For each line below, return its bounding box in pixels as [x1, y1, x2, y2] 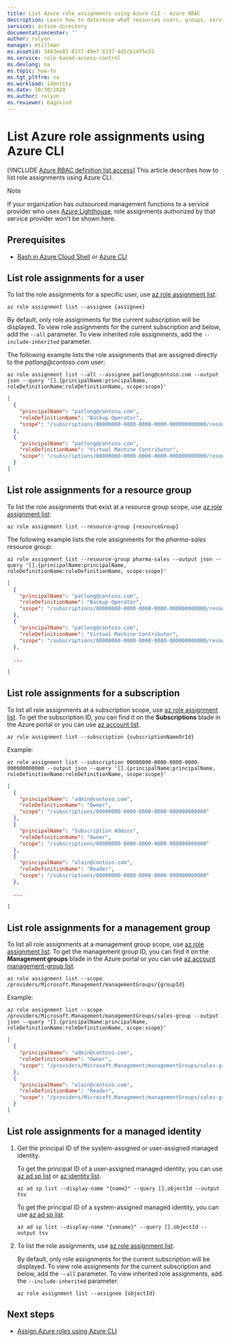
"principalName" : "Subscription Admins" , [19, 827, 139, 834]
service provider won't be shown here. [7, 214, 116, 223]
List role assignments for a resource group [7, 485, 192, 496]
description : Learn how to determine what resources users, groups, [7, 16, 207, 23]
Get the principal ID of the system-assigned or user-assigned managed [16, 1144, 218, 1152]
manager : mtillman [7, 42, 60, 49]
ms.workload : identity [7, 80, 72, 87]
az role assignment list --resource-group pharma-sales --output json [7, 556, 213, 563]
